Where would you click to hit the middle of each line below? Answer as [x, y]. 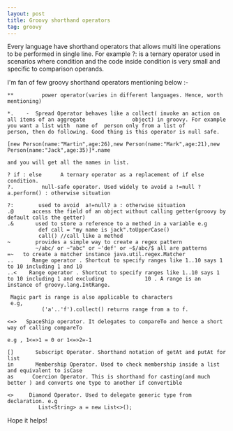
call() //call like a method [81, 236]
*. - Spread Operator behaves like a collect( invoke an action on [113, 114]
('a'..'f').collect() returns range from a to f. [115, 310]
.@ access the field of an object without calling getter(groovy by [117, 212]
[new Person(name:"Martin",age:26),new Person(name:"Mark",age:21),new [113, 144]
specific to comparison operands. [56, 69]
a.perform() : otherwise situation [59, 193]
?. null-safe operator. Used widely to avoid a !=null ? [104, 187]
